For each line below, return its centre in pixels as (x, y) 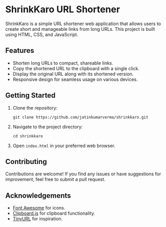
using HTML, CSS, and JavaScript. (42, 34)
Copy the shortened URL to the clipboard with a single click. (76, 68)
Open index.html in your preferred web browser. (64, 146)
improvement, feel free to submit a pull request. (56, 179)
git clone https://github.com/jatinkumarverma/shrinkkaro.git (80, 117)
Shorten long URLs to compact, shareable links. (63, 63)
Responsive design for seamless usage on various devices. (75, 79)
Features (20, 50)
